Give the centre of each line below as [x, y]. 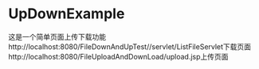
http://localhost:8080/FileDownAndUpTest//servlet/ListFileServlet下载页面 [130, 46]
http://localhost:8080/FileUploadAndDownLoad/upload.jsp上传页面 [118, 56]
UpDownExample [67, 14]
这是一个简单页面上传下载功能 [57, 36]
